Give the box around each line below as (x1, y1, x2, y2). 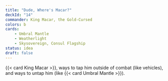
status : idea (5, 46, 33, 51)
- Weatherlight (14, 36, 47, 42)
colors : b (5, 22, 27, 27)
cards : (5, 27, 19, 32)
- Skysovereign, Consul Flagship (14, 41, 86, 46)
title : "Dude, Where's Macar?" (5, 7, 72, 13)
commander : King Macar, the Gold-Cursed (5, 17, 93, 22)
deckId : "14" (5, 12, 33, 17)
